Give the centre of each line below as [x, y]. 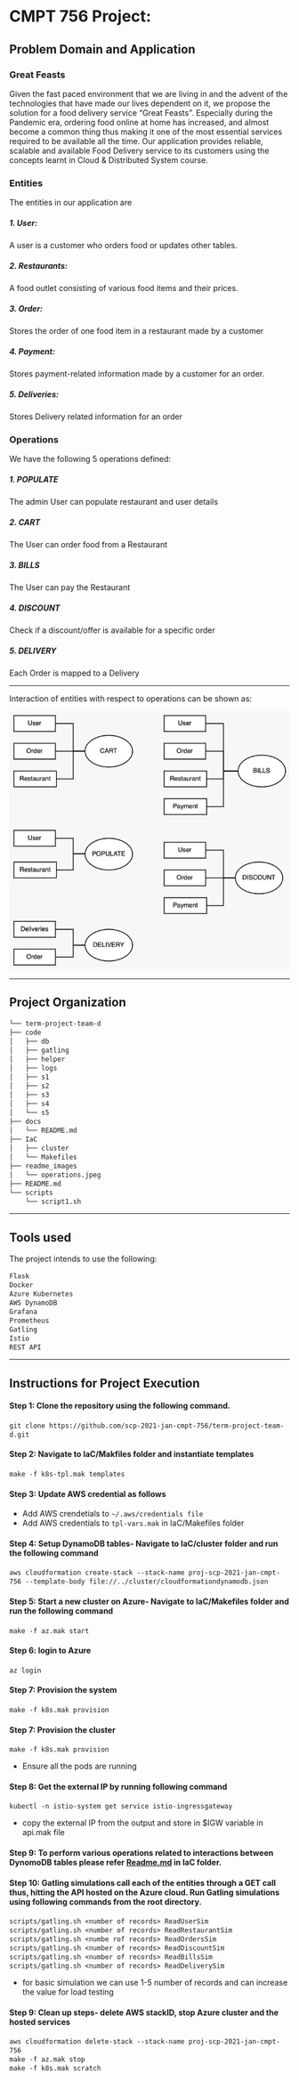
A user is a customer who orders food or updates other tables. [123, 246]
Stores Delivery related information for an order [96, 417]
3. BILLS [24, 565]
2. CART [25, 522]
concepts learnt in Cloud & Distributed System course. [109, 160]
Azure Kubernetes [41, 1294]
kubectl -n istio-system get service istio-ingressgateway [121, 1807]
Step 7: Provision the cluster [62, 1729]
